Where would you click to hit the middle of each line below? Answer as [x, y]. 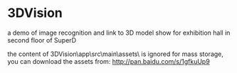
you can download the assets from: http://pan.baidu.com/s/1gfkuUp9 [109, 61]
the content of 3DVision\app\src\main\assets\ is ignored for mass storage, [116, 54]
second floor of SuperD [42, 40]
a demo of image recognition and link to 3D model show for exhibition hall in [119, 33]
